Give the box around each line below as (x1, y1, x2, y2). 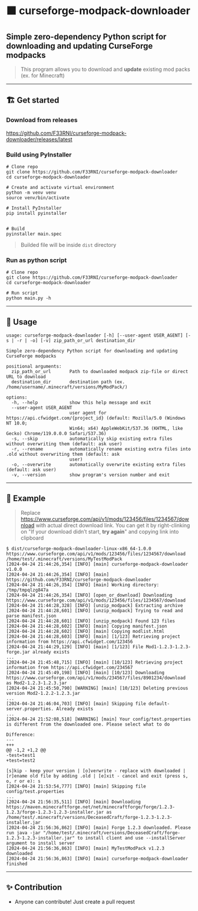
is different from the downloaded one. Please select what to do (6, 721, 170, 727)
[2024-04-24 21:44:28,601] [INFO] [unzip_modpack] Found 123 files (6, 618, 176, 624)
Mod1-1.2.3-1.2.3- (146, 644, 192, 649)
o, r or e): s (6, 778, 41, 784)
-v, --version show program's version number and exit (11, 472, 170, 478)
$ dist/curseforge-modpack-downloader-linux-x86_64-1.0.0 (6, 546, 151, 551)
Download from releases (6, 116, 78, 124)
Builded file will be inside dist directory (20, 241, 117, 248)
